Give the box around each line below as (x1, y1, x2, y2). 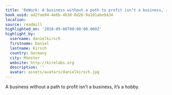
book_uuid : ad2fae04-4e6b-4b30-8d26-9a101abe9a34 (5, 12, 114, 17)
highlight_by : (5, 31, 36, 36)
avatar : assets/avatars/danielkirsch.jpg (10, 70, 100, 75)
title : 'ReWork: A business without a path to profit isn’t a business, (5, 7, 164, 13)
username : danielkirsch (10, 36, 60, 42)
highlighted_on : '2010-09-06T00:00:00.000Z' (5, 27, 102, 32)
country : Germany (10, 50, 47, 55)
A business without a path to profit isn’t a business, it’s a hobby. (5, 84, 140, 90)
